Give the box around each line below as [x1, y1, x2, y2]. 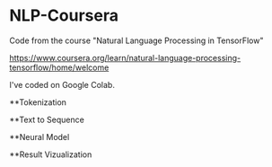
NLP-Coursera [9, 5, 119, 26]
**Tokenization [9, 96, 67, 108]
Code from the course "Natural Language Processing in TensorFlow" [9, 35, 264, 46]
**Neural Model [9, 131, 70, 142]
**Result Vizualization [9, 149, 92, 160]
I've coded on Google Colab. [9, 79, 115, 90]
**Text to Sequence [9, 114, 85, 125]
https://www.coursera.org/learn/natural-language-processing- [9, 52, 241, 63]
